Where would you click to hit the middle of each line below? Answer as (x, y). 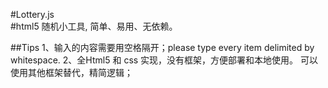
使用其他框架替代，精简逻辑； (71, 72)
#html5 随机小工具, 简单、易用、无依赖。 (94, 26)
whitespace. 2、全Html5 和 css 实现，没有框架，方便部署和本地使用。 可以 (164, 60)
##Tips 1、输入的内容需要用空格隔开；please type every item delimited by (162, 47)
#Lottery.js (32, 14)
